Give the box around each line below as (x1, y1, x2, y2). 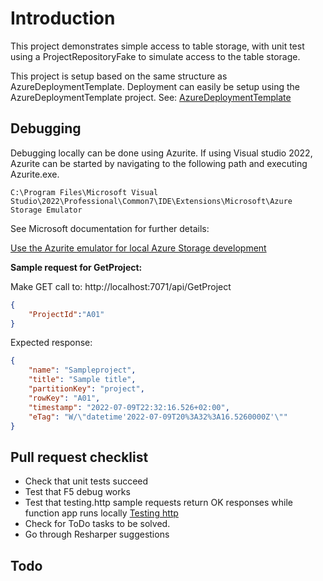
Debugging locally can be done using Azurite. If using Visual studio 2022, (10, 147, 313, 159)
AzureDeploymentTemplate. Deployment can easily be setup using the (10, 80, 300, 92)
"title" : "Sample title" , (28, 375, 137, 385)
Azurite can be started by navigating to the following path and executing (10, 157, 308, 169)
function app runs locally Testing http (24, 507, 179, 519)
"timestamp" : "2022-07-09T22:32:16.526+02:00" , (28, 402, 230, 412)
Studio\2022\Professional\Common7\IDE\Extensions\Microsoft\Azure (10, 196, 293, 206)
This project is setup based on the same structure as (10, 70, 228, 82)
